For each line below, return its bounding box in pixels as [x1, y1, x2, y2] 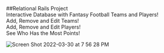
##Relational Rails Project [6, 5, 68, 12]
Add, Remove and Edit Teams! [6, 17, 80, 24]
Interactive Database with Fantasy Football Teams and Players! [6, 11, 159, 18]
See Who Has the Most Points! [6, 30, 80, 37]
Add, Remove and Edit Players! [6, 23, 81, 30]
